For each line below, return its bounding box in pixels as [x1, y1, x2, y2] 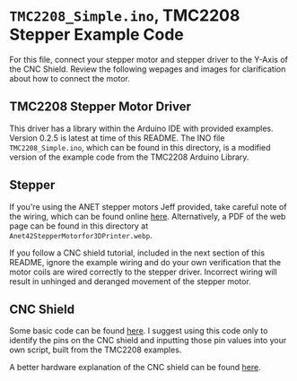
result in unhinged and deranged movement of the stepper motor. [9, 275, 251, 287]
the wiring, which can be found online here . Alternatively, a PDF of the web [9, 211, 286, 221]
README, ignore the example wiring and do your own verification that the [9, 256, 281, 267]
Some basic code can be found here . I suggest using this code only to [9, 325, 268, 336]
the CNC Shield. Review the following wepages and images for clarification [9, 64, 286, 74]
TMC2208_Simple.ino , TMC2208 [9, 5, 240, 26]
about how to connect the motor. [9, 73, 130, 83]
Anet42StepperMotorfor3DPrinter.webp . [9, 229, 153, 240]
